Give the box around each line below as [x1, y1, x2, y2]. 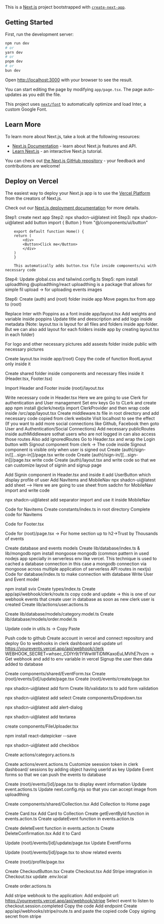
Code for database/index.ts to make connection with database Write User [5, 571, 153, 577]
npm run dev [5, 41, 29, 46]
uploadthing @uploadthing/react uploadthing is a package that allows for [5, 281, 153, 287]
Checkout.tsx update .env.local [5, 874, 68, 879]
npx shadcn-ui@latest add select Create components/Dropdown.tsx [5, 695, 142, 701]
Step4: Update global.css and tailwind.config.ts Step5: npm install [5, 276, 138, 282]
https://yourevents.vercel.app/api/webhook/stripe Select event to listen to [5, 898, 154, 903]
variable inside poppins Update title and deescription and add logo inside [5, 316, 153, 322]
